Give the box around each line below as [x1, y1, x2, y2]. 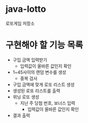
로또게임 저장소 [5, 20, 35, 26]
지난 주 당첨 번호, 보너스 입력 [20, 100, 75, 106]
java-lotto [5, 3, 46, 15]
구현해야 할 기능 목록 [5, 40, 83, 51]
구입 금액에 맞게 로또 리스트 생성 [12, 82, 75, 87]
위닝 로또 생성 [12, 94, 39, 100]
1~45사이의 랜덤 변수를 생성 [12, 69, 66, 75]
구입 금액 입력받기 [12, 57, 47, 63]
